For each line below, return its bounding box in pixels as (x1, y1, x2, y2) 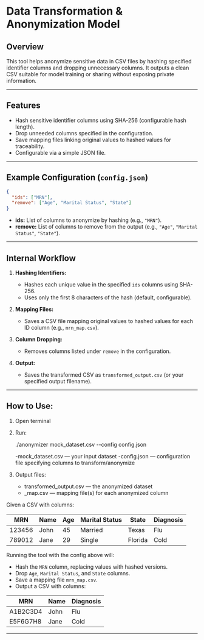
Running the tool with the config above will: (6, 551, 114, 558)
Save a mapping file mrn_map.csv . (15, 576, 98, 583)
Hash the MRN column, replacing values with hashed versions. (15, 563, 168, 571)
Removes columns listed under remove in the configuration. (24, 347, 171, 355)
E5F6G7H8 (9, 617, 42, 625)
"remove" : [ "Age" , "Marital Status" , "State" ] (12, 200, 132, 206)
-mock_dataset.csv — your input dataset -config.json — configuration (15, 452, 191, 460)
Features (6, 101, 41, 111)
